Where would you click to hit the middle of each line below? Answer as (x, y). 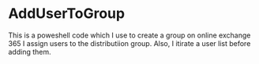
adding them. (30, 52)
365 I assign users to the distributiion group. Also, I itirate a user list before (129, 43)
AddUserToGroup (66, 14)
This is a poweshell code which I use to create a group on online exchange (129, 35)
